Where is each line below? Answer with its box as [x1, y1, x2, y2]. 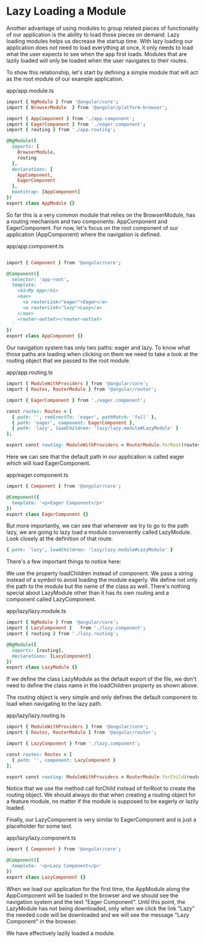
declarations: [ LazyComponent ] [12, 653, 92, 659]
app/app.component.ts [6, 242, 64, 249]
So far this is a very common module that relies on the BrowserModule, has [6, 211, 196, 218]
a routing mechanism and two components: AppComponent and [6, 218, 168, 225]
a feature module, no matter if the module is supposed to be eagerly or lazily [6, 798, 199, 805]
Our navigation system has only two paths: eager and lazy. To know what [6, 344, 190, 351]
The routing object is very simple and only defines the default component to [6, 694, 198, 701]
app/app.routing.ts [6, 369, 53, 376]
